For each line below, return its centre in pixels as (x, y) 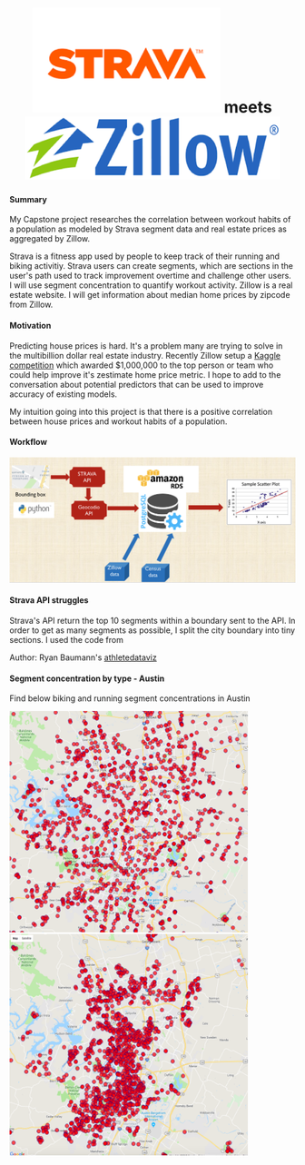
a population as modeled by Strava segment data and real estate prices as (148, 229)
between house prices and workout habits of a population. (118, 421)
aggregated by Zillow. (50, 239)
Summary (28, 199)
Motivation (30, 325)
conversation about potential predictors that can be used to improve (137, 384)
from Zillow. (31, 305)
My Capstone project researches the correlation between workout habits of (150, 220)
